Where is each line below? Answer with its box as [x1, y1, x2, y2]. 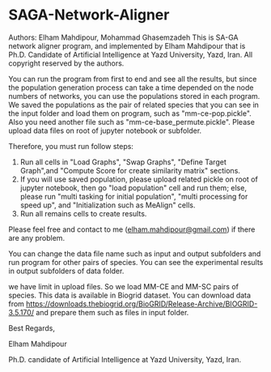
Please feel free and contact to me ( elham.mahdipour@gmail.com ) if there [8, 224, 256, 234]
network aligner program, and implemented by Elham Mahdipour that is [8, 41, 246, 50]
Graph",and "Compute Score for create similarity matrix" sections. [19, 165, 241, 175]
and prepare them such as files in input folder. [36, 307, 189, 317]
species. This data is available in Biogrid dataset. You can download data [8, 290, 252, 300]
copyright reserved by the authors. [8, 58, 125, 68]
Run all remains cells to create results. [19, 208, 147, 218]
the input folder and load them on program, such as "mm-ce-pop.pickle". [8, 108, 252, 118]
